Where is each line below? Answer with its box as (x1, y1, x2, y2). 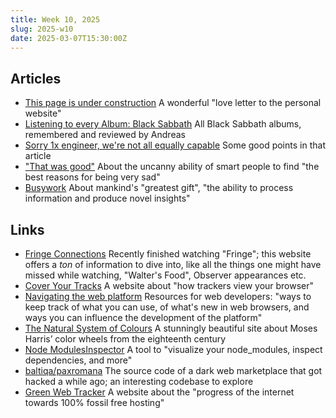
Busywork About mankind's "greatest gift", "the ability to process (24, 182, 294, 194)
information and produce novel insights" (24, 192, 191, 205)
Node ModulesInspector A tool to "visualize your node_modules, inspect (24, 344, 323, 355)
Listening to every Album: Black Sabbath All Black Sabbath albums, (24, 118, 302, 130)
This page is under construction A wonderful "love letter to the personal (24, 97, 322, 109)
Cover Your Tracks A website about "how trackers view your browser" (24, 280, 315, 291)
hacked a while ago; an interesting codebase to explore (24, 376, 254, 387)
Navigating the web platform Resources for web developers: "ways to (24, 291, 312, 302)
